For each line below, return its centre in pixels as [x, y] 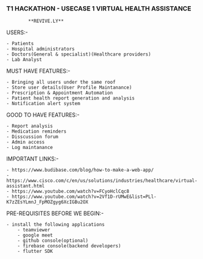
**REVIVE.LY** [46, 21]
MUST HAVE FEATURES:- [38, 71]
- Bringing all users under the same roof [61, 82]
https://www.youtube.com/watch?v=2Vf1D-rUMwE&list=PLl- [84, 197]
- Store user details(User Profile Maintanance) [69, 88]
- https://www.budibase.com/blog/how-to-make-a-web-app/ [80, 170]
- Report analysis [30, 126]
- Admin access [26, 142]
